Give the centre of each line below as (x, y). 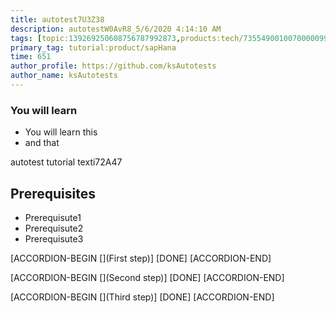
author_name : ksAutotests (64, 76)
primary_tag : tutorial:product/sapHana (93, 47)
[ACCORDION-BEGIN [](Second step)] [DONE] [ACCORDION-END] (147, 277)
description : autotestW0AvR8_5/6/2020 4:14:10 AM (116, 29)
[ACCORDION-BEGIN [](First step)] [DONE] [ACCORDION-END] (141, 258)
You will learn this (61, 132)
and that (42, 143)
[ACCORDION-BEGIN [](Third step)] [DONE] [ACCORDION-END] (142, 297)
